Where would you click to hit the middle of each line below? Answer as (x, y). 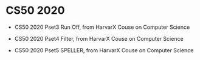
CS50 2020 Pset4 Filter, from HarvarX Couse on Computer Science (99, 38)
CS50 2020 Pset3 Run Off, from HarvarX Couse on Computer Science (102, 27)
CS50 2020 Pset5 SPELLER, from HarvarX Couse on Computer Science (104, 50)
